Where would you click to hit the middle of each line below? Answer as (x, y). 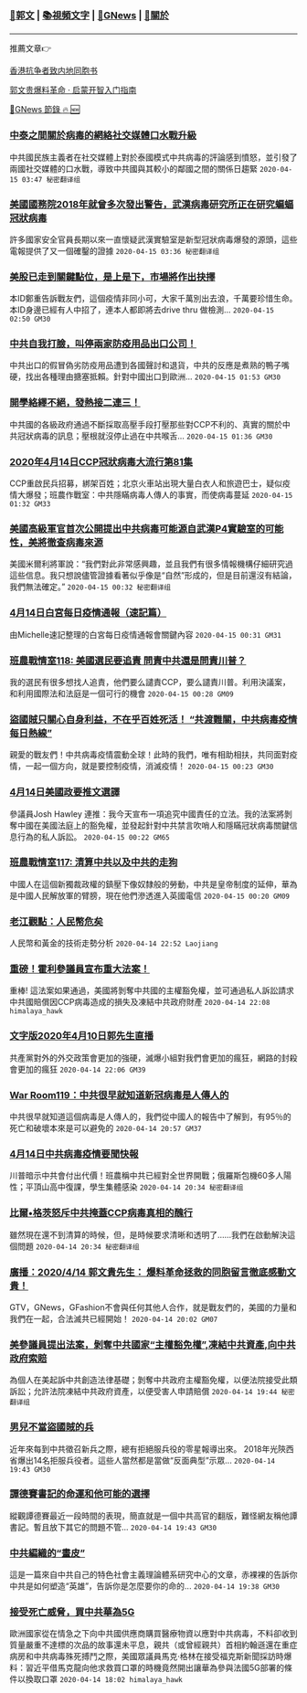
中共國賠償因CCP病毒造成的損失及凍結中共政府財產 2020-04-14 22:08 (140, 1002)
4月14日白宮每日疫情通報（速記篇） (88, 613)
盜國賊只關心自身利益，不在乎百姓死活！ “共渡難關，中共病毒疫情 (153, 719)
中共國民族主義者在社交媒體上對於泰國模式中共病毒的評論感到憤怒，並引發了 (153, 157)
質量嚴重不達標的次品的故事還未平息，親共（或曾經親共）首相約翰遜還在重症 (153, 1645)
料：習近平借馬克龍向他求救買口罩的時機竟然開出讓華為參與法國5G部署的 (147, 1668)
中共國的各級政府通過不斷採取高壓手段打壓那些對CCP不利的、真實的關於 (146, 424)
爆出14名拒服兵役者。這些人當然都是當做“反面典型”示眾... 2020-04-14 (146, 1460)
